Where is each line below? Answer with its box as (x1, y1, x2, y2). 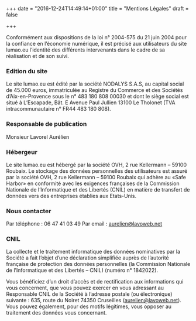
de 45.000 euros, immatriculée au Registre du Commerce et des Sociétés (6, 87, 183, 94)
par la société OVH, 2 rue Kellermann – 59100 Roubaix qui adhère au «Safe (6, 173, 186, 180)
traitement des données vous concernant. (6, 309, 107, 316)
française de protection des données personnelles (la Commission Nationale (6, 261, 191, 268)
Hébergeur (6, 148, 38, 156)
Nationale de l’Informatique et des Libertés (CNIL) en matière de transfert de (6, 186, 190, 193)
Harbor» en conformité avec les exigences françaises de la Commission (6, 180, 180, 187)
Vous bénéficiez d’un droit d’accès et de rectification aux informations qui (6, 278, 184, 285)
